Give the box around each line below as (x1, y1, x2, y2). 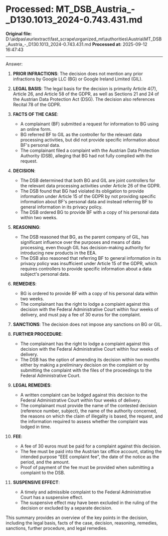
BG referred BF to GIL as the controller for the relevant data (20, 131, 142, 137)
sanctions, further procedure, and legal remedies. (5, 525, 108, 531)
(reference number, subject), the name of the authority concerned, (20, 408, 158, 414)
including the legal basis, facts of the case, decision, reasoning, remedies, (5, 520, 158, 526)
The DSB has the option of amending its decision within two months (20, 356, 160, 363)
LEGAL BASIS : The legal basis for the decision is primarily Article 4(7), (12, 85, 158, 91)
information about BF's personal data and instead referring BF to (20, 198, 153, 204)
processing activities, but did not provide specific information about (20, 136, 160, 143)
